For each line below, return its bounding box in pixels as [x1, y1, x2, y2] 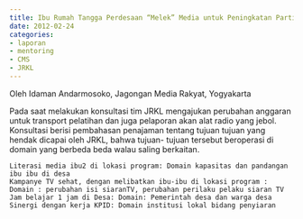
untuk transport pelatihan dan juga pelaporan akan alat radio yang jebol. [9, 114, 277, 126]
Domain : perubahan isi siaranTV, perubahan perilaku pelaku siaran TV [9, 185, 284, 194]
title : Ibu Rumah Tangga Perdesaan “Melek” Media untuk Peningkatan [9, 13, 272, 23]
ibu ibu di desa [9, 169, 70, 178]
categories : [9, 30, 54, 39]
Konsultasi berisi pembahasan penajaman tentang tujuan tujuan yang [9, 124, 266, 135]
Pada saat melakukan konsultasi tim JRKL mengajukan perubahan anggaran [9, 105, 291, 116]
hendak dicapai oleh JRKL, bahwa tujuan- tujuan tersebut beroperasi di [9, 134, 274, 145]
